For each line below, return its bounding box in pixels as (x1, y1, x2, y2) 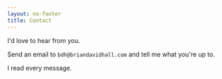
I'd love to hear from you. (7, 36, 81, 44)
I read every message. (7, 63, 73, 72)
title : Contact (7, 17, 52, 24)
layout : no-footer (7, 10, 61, 18)
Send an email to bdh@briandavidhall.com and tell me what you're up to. (7, 50, 215, 59)
